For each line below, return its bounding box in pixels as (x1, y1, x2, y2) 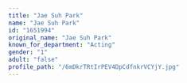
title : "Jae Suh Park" (8, 11, 84, 20)
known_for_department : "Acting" (8, 41, 115, 49)
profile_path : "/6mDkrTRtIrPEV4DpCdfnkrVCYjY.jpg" (8, 63, 180, 71)
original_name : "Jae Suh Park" (8, 33, 112, 42)
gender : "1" (8, 48, 48, 56)
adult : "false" (8, 56, 59, 64)
